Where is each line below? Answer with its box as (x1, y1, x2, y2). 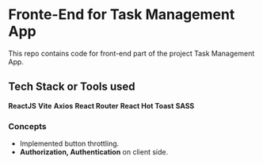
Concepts (8, 120, 48, 132)
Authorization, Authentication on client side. (19, 147, 169, 157)
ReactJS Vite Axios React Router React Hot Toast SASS (8, 101, 195, 110)
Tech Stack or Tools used (8, 80, 136, 93)
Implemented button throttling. (19, 139, 120, 148)
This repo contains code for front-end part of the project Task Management (8, 48, 255, 58)
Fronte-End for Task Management (8, 6, 235, 24)
